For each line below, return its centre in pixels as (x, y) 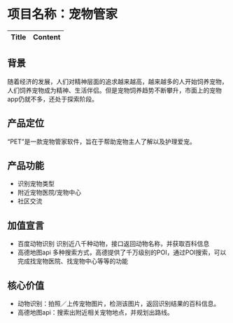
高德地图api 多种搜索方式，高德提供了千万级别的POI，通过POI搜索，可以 (122, 252)
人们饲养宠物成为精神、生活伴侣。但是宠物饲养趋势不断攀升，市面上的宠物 (114, 90)
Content (47, 37)
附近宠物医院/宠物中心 (49, 193)
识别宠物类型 (36, 184)
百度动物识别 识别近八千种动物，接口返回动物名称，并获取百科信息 (113, 244)
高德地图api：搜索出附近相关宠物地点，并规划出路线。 (95, 312)
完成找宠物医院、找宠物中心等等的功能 (72, 261)
